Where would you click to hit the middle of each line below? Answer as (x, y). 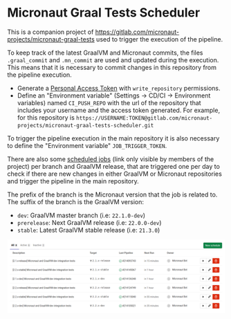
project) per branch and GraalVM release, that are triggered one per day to (113, 166)
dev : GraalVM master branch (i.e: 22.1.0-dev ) (81, 215)
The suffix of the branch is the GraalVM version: (75, 201)
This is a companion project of (50, 32)
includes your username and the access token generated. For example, (118, 110)
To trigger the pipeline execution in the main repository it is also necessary (113, 138)
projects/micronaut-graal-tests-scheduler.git (85, 125)
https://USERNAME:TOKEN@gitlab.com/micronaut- (144, 118)
